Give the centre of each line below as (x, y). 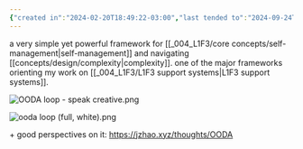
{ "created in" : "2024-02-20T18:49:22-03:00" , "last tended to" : (129, 18)
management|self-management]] (71, 53)
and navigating (161, 53)
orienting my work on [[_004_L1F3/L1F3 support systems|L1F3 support (140, 72)
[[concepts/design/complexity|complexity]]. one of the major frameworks (146, 62)
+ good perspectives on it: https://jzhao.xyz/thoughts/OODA (121, 134)
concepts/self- (259, 43)
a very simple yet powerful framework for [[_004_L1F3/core (119, 43)
